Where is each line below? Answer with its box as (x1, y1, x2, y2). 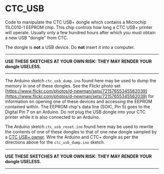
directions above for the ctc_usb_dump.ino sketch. (5, 139, 105, 145)
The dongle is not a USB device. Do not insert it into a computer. (5, 44, 135, 50)
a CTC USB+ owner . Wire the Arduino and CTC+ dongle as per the (5, 134, 139, 140)
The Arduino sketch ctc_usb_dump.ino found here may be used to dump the (5, 77, 156, 83)
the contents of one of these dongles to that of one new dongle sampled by (5, 128, 157, 135)
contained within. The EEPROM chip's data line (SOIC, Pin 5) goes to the (5, 103, 150, 109)
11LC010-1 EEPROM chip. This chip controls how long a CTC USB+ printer (5, 24, 153, 30)
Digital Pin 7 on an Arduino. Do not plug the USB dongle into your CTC (5, 109, 146, 115)
